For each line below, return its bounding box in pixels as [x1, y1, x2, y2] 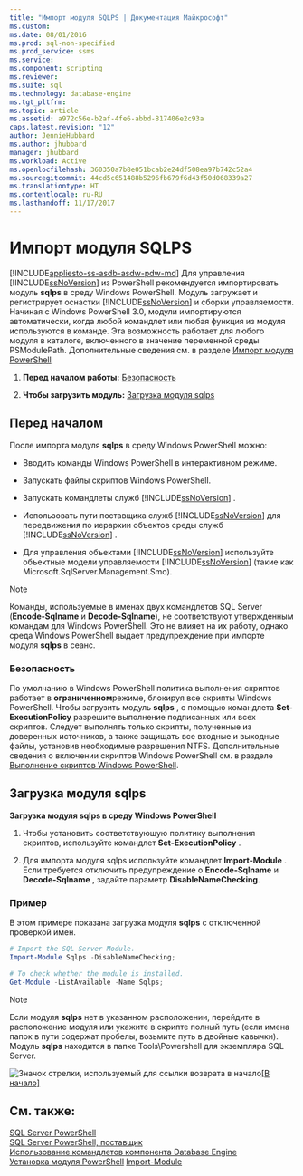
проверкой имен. [9, 927, 77, 938]
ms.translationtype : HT [9, 182, 99, 191]
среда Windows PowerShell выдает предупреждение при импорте [9, 630, 265, 641]
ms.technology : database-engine [9, 89, 131, 98]
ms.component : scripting [9, 64, 103, 73]
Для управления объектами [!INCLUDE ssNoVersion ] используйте [22, 546, 274, 557]
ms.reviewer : [9, 72, 59, 82]
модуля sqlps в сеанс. [9, 640, 96, 651]
